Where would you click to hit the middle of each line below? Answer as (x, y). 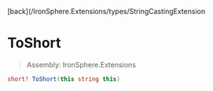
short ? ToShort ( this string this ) (64, 79)
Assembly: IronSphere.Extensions (81, 64)
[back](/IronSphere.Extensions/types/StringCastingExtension (106, 11)
